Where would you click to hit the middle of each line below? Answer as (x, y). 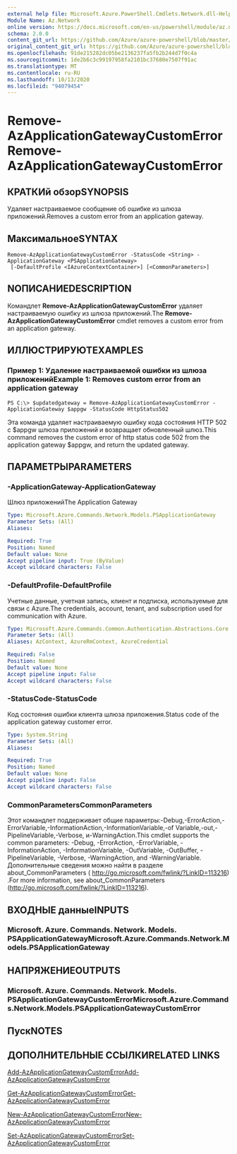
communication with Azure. (47, 615)
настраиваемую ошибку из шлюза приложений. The (85, 313)
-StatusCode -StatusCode (52, 699)
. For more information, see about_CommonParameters (86, 880)
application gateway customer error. (60, 721)
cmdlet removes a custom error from (170, 320)
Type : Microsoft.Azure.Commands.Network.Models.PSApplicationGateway (112, 515)
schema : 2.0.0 (28, 34)
